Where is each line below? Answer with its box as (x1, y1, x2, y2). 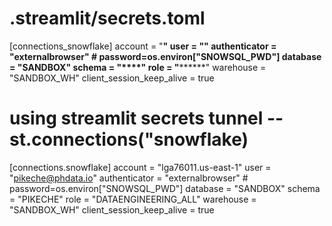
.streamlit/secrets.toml (9, 7, 206, 30)
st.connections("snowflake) (9, 128, 249, 151)
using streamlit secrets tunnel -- (9, 107, 284, 130)
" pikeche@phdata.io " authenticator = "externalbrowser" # (9, 172, 249, 184)
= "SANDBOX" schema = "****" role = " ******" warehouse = (9, 61, 267, 73)
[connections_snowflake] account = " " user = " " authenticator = (9, 40, 277, 52)
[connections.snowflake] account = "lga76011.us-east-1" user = (9, 161, 272, 173)
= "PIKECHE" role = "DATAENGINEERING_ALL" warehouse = (9, 193, 257, 205)
